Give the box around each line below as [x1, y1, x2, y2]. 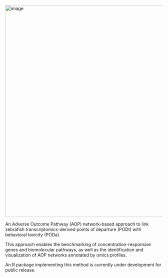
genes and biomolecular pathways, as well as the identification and [5, 247, 143, 252]
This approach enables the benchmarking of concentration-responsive [5, 241, 151, 247]
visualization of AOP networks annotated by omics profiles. [5, 252, 127, 258]
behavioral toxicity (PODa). [5, 232, 61, 237]
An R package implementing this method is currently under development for [5, 262, 161, 267]
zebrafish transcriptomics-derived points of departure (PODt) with [5, 226, 141, 232]
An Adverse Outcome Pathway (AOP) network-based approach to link [5, 221, 149, 227]
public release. [5, 267, 36, 273]
